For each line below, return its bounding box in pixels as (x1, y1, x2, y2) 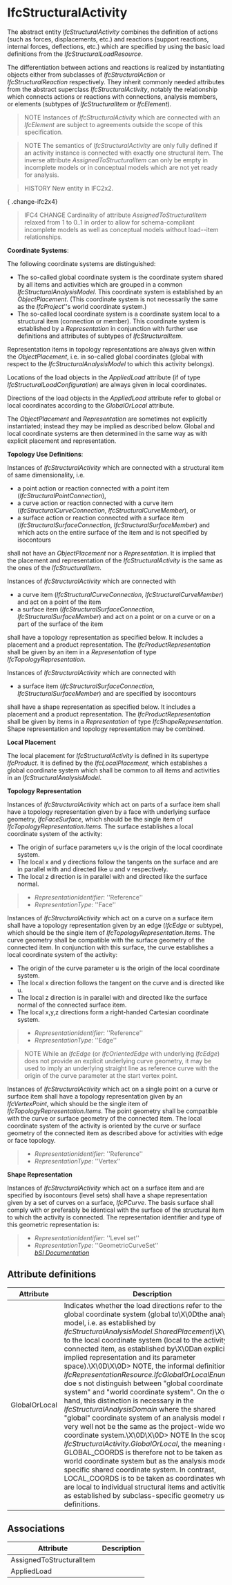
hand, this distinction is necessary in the (64, 1396, 195, 1405)
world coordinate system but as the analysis (64, 1456, 207, 1465)
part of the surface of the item (17, 620, 104, 628)
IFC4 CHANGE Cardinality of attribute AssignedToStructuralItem (23, 211, 207, 219)
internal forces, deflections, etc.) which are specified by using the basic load (7, 42, 225, 50)
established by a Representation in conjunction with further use (17, 324, 198, 332)
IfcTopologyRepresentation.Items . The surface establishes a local (7, 822, 193, 831)
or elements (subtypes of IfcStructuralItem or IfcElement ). (7, 99, 172, 108)
